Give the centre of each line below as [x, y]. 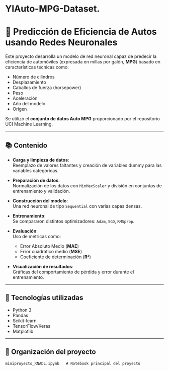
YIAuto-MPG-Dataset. [53, 9]
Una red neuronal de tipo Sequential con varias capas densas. [77, 206]
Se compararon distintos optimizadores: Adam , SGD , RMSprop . [73, 221]
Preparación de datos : [36, 180]
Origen [20, 109]
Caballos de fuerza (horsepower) [47, 88]
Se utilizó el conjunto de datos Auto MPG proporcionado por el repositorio [82, 119]
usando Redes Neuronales [61, 43]
